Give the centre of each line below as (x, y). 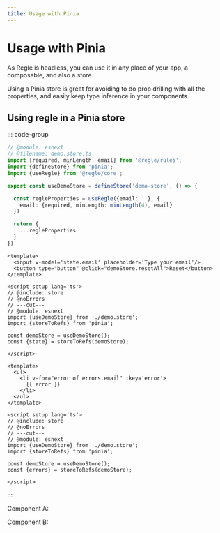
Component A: (28, 508)
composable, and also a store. (50, 75)
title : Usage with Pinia (43, 14)
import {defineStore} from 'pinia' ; (60, 167)
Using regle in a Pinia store (66, 118)
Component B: (28, 522)
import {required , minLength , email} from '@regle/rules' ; (95, 160)
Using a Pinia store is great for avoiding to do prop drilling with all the (106, 89)
